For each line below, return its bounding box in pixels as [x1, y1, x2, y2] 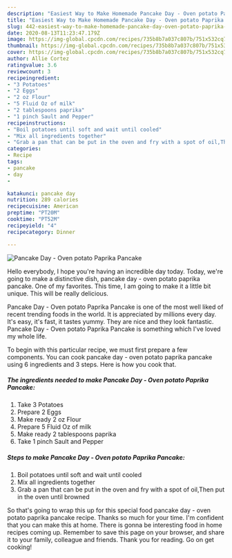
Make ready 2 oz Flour [17, 415, 81, 424]
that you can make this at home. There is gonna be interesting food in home [7, 521, 222, 530]
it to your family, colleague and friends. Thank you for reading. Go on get [7, 536, 214, 544]
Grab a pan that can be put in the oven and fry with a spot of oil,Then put [17, 485, 225, 494]
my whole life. [7, 332, 47, 340]
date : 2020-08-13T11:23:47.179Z [7, 29, 100, 37]
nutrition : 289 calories [7, 197, 79, 204]
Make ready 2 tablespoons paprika [17, 430, 117, 438]
